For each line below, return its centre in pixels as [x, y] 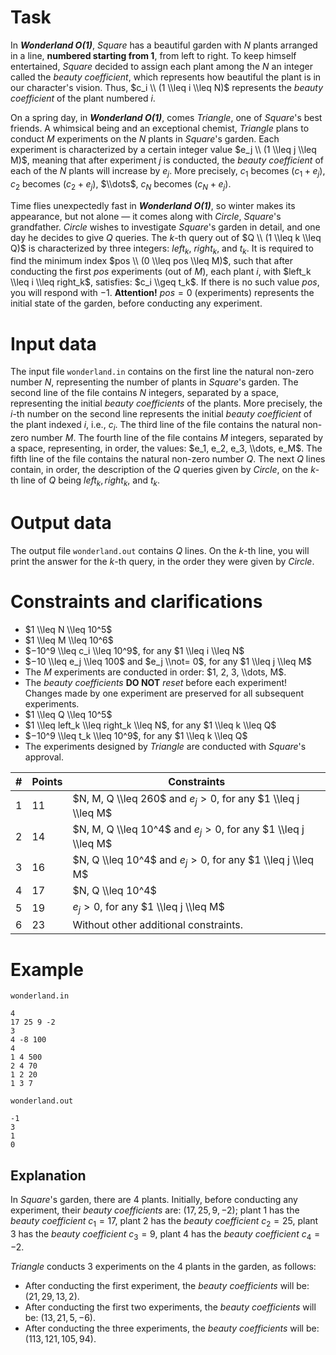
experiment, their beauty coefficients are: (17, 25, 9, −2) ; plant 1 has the [155, 1210]
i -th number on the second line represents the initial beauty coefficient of [161, 414]
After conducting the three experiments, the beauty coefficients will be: [172, 1328]
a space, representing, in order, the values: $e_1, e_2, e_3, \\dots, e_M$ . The [166, 448]
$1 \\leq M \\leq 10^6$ [69, 640]
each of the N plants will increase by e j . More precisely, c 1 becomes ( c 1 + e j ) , [168, 171]
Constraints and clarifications [136, 601]
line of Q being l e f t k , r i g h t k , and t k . [90, 481]
